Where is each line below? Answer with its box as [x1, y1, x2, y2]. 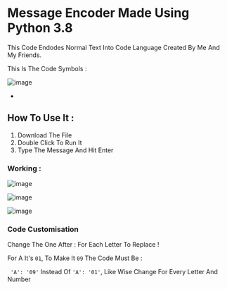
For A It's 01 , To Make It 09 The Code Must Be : [7, 254, 143, 262]
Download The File [17, 130, 72, 139]
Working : [7, 164, 41, 173]
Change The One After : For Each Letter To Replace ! [7, 240, 160, 249]
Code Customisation [7, 224, 79, 234]
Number [7, 275, 32, 283]
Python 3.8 [7, 20, 73, 36]
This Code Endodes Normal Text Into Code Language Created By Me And [7, 43, 220, 51]
